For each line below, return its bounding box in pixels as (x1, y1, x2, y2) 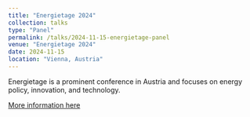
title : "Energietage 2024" (8, 11, 96, 20)
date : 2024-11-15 (8, 48, 65, 56)
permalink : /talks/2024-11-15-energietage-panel (8, 33, 170, 42)
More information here (8, 100, 81, 110)
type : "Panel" (8, 26, 55, 34)
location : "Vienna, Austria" (8, 56, 103, 64)
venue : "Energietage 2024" (8, 41, 96, 49)
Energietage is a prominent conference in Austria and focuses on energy (8, 76, 243, 86)
